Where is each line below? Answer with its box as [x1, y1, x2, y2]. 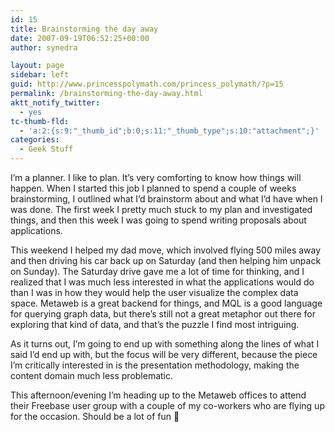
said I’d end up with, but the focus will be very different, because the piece [10, 349, 318, 360]
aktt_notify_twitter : [10, 97, 101, 108]
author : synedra [10, 42, 78, 53]
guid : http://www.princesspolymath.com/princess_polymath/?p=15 [10, 79, 284, 90]
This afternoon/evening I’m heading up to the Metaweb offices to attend [10, 389, 307, 401]
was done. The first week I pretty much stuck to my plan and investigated [10, 204, 313, 215]
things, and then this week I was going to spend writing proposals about [10, 214, 307, 226]
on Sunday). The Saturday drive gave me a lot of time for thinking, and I [10, 266, 305, 277]
